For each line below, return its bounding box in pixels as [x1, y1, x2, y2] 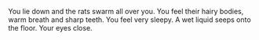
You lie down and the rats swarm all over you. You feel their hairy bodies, [8, 7, 244, 16]
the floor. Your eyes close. [8, 24, 93, 32]
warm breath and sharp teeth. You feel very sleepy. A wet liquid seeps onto [8, 15, 251, 24]
